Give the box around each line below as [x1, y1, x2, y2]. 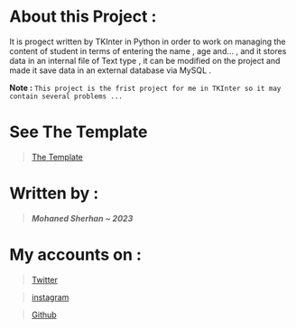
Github [31, 309, 57, 320]
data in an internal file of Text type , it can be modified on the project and [9, 55, 281, 66]
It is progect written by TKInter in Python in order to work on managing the [9, 36, 286, 47]
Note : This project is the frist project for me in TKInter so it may [9, 82, 282, 93]
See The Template [9, 122, 148, 142]
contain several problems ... [9, 92, 124, 101]
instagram [31, 291, 69, 303]
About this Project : [9, 6, 157, 27]
